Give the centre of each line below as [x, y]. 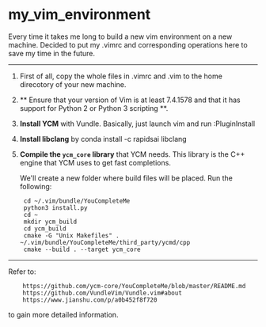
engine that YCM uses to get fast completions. [95, 162]
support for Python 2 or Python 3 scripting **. [94, 108]
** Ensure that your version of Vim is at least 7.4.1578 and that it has [130, 100]
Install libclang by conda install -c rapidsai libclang [103, 139]
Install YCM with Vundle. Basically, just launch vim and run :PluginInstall [137, 124]
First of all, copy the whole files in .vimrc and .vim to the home [121, 76]
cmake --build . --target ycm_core [82, 249]
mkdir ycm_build [50, 222]
